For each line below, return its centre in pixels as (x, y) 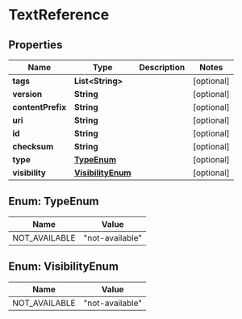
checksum (33, 147)
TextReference (59, 15)
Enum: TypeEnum (54, 201)
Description (162, 67)
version (27, 94)
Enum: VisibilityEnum (64, 267)
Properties (35, 45)
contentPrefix (40, 107)
